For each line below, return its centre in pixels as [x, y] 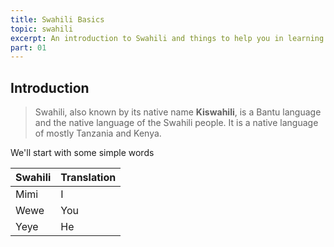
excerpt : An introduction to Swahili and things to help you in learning [167, 38]
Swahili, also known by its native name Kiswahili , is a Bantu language [178, 112]
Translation [88, 178]
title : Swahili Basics [57, 19]
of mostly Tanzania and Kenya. [98, 133]
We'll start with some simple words [82, 153]
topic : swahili [42, 29]
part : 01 [28, 47]
